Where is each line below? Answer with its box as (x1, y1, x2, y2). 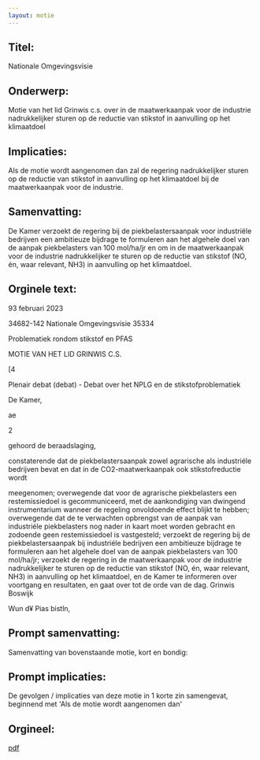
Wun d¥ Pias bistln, (8, 603, 71, 613)
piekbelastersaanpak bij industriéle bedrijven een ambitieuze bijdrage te (8, 538, 242, 547)
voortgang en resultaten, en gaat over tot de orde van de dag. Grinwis (8, 580, 235, 589)
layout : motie (8, 11, 55, 20)
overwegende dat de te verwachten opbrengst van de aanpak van (8, 513, 223, 522)
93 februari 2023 (8, 303, 64, 313)
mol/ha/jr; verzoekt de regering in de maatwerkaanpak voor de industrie (8, 554, 243, 564)
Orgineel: (8, 722, 55, 736)
